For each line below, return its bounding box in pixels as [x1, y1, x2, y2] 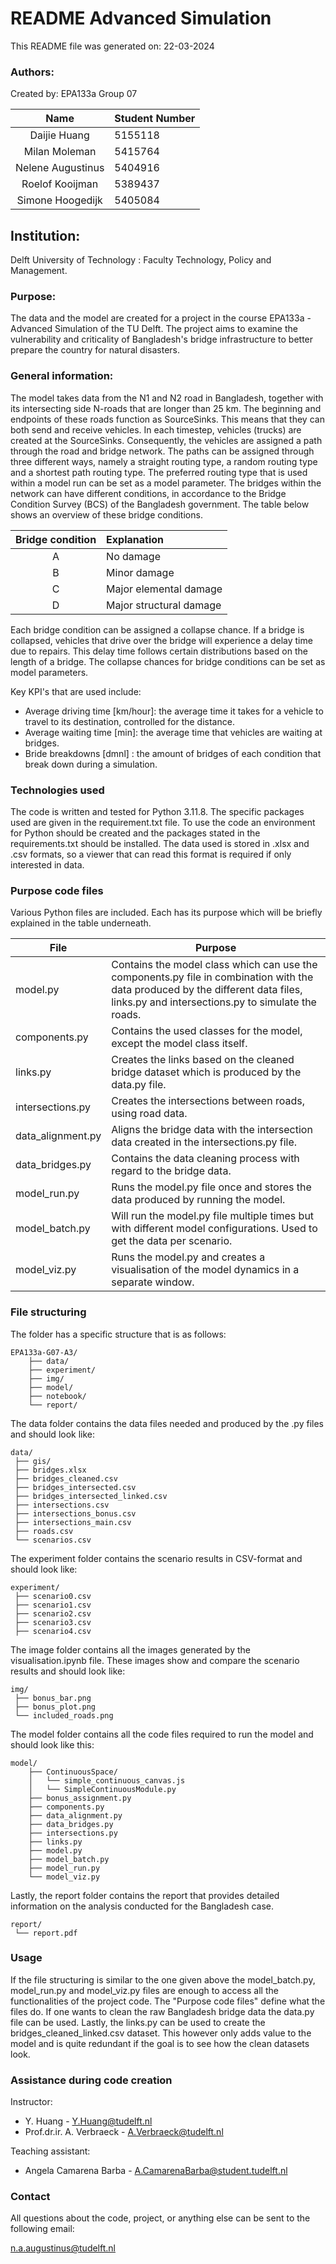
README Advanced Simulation [10, 7, 272, 30]
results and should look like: [10, 1665, 126, 1677]
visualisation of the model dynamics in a [111, 1263, 300, 1277]
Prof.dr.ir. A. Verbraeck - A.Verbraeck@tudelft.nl [24, 2126, 224, 2138]
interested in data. [10, 858, 85, 871]
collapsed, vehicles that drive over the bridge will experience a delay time [10, 634, 313, 646]
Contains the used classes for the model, [111, 1024, 303, 1038]
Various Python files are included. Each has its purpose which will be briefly [10, 907, 323, 919]
